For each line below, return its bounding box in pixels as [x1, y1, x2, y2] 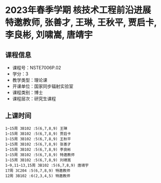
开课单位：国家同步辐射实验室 [12, 83, 73, 89]
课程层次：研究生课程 [12, 96, 56, 102]
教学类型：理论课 [12, 77, 48, 83]
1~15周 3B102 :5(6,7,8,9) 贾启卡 [5, 131, 71, 136]
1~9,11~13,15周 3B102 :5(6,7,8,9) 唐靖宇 [5, 163, 89, 168]
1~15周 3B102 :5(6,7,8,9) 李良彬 [5, 147, 71, 152]
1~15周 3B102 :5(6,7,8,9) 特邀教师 [5, 152, 75, 157]
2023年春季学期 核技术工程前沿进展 [5, 4, 151, 16]
